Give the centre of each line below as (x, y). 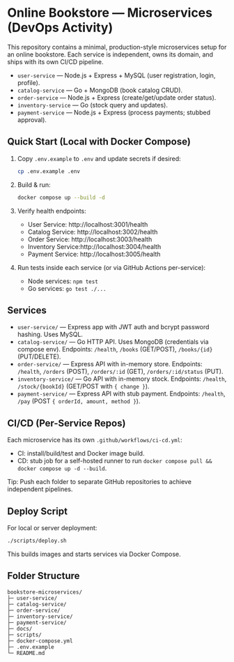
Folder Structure (44, 576)
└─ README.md (26, 653)
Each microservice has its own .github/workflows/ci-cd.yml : (95, 440)
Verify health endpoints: (52, 211)
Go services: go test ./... (67, 288)
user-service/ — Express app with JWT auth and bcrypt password (113, 327)
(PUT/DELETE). (39, 356)
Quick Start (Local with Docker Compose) (99, 142)
